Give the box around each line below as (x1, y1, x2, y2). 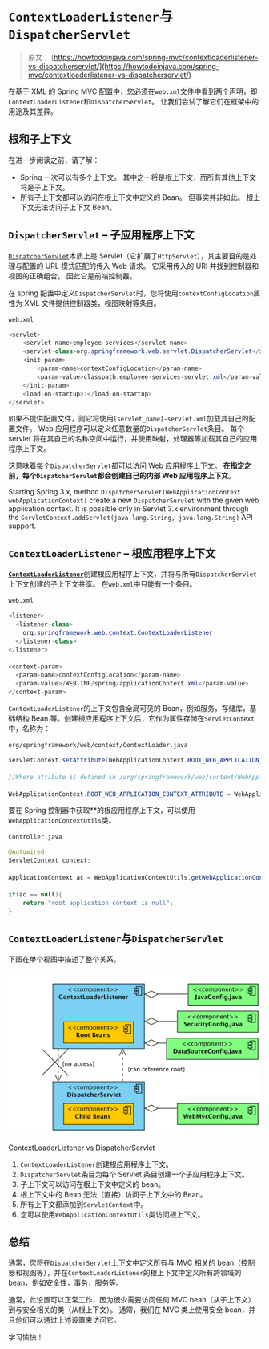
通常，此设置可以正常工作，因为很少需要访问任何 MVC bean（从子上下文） (8, 1295, 255, 1305)
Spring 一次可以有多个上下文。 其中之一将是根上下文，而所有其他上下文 (19, 172, 256, 181)
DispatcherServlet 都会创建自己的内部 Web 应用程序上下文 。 (36, 471, 236, 481)
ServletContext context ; (8, 856, 91, 865)
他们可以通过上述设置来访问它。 (14, 1315, 121, 1325)
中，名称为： (8, 724, 50, 733)
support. (8, 521, 37, 530)
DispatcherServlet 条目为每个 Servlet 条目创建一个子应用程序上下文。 (19, 1169, 250, 1179)
